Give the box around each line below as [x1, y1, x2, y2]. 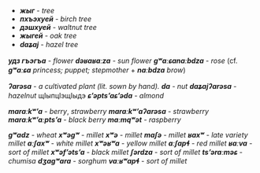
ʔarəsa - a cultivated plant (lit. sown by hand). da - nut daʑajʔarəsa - [8, 82, 237, 90]
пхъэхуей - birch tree [19, 14, 92, 24]
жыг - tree [19, 6, 55, 15]
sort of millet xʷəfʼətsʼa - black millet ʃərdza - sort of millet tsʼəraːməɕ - [8, 148, 243, 156]
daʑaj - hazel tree [19, 40, 79, 49]
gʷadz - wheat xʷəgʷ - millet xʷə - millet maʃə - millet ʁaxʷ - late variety [8, 131, 248, 139]
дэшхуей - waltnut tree [19, 23, 97, 31]
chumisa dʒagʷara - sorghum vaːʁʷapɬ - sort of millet [8, 156, 188, 165]
